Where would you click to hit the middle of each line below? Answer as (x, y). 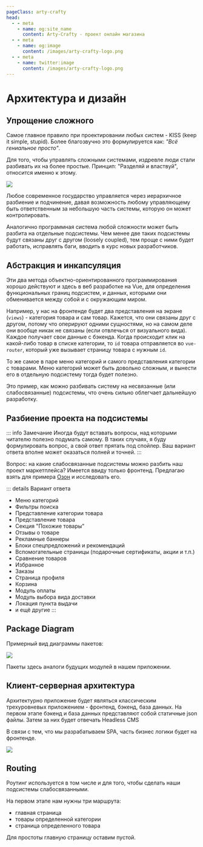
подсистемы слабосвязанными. (48, 789)
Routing (22, 768)
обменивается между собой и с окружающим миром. (77, 299)
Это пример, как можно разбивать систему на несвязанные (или (91, 386)
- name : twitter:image (46, 62)
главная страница (38, 813)
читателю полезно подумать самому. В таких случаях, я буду (86, 439)
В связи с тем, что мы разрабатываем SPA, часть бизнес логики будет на (101, 731)
